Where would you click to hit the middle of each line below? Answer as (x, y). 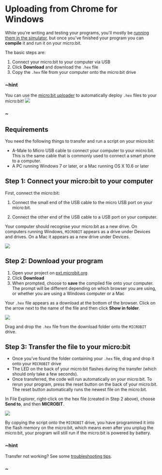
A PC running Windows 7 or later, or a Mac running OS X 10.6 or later (80, 166)
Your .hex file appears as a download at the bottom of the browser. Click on (80, 303)
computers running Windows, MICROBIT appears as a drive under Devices (78, 231)
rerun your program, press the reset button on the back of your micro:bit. (85, 384)
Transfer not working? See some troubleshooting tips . (59, 456)
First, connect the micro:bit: (33, 193)
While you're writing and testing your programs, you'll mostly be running (77, 33)
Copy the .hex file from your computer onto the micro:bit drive (74, 72)
